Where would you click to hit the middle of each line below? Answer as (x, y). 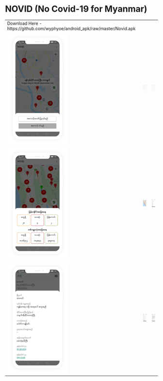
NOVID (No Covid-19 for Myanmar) (76, 9)
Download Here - (24, 23)
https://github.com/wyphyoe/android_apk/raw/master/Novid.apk (71, 28)
